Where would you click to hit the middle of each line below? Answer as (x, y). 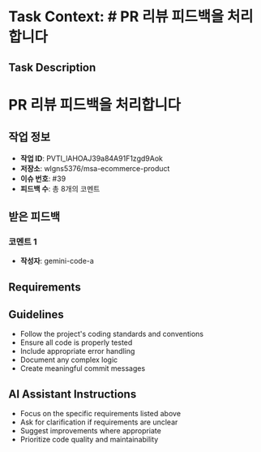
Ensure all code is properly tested (76, 342)
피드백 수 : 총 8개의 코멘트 (60, 188)
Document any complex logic (69, 360)
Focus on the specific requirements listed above (100, 414)
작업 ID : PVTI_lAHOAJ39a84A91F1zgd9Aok (92, 158)
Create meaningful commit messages (83, 368)
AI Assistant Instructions (73, 394)
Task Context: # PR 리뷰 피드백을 (116, 17)
